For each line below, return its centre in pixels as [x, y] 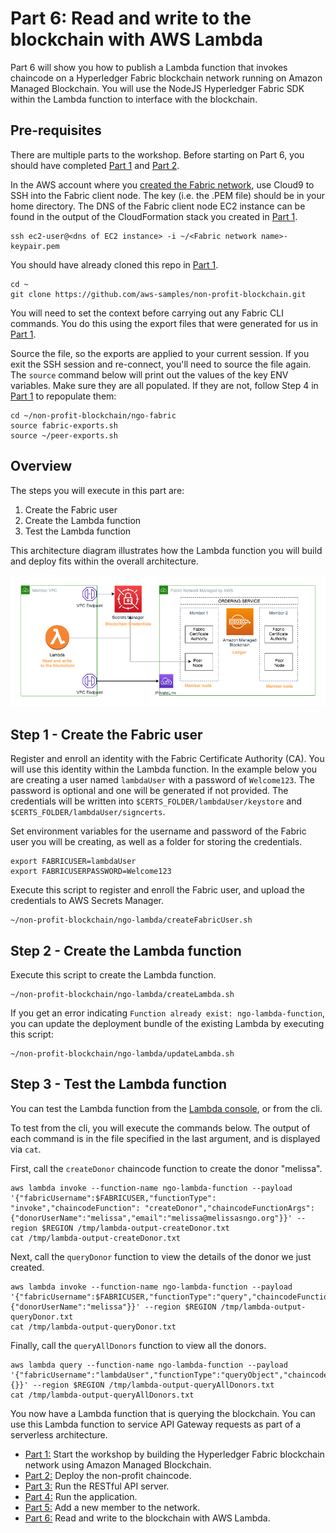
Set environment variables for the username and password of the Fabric [158, 831]
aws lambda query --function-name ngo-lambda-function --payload [149, 1365]
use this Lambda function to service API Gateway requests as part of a [156, 1424]
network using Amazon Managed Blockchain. [118, 1464]
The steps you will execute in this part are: [97, 490]
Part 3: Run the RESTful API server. [97, 1486]
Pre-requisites [56, 130]
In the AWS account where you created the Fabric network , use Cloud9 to [162, 184]
